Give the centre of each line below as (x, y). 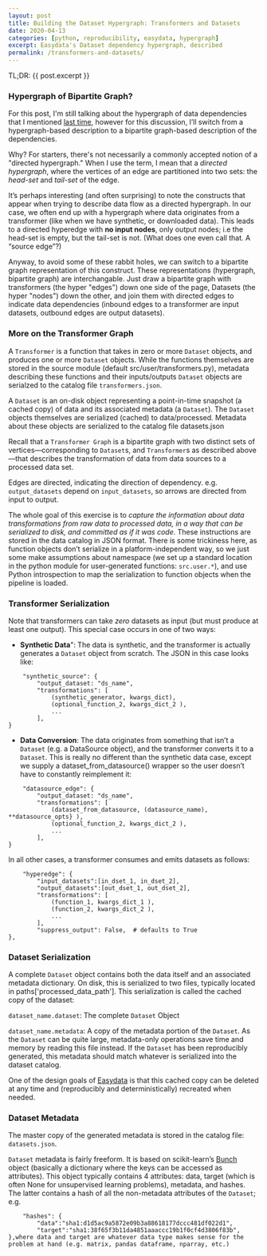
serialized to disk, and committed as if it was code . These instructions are (130, 531)
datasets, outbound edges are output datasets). (86, 313)
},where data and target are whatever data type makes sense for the (126, 1238)
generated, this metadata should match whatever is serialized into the (123, 1056)
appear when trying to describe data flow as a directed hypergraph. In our (130, 204)
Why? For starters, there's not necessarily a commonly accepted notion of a (133, 155)
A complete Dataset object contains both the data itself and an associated (130, 975)
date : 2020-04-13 (37, 30)
